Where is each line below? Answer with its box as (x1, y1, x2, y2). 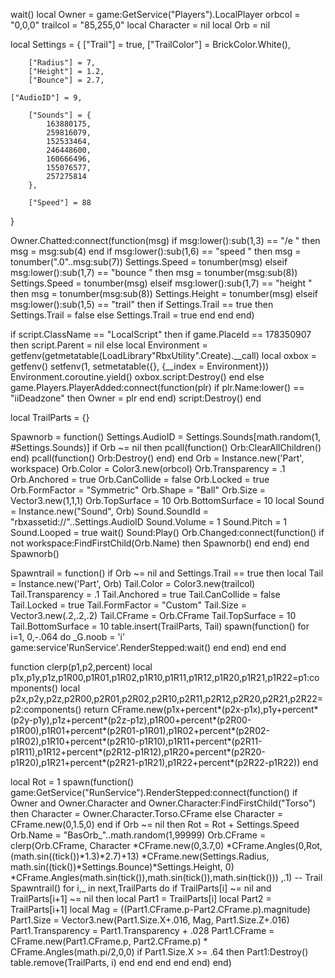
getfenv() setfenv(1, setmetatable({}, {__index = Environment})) (10, 360, 270, 372)
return (83, 704, 110, 715)
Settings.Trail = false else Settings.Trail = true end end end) (10, 309, 255, 321)
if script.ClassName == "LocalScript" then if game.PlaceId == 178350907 (10, 329, 312, 340)
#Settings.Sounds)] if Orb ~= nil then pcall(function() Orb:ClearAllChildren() (10, 442, 322, 453)
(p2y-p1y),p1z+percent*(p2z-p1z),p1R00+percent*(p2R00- (10, 714, 252, 726)
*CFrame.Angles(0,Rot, (226, 840, 323, 851)
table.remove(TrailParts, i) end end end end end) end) (10, 957, 232, 968)
